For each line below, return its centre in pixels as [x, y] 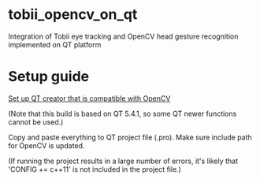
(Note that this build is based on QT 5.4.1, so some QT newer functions [123, 113]
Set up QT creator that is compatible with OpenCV [89, 98]
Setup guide [49, 77]
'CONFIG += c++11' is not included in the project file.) [95, 169]
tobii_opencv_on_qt [73, 15]
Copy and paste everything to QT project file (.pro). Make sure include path [130, 137]
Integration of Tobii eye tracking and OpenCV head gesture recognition [123, 36]
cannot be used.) [36, 122]
